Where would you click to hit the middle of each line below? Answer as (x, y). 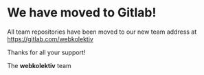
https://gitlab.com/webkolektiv (50, 39)
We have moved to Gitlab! (82, 13)
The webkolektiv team (39, 65)
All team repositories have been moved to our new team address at (102, 32)
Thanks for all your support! (46, 52)
